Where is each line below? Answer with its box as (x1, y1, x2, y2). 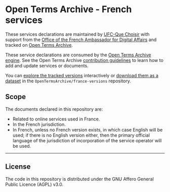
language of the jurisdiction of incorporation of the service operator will (12, 137, 162, 143)
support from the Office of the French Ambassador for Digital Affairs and (5, 37, 157, 43)
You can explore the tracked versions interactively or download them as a (5, 72, 158, 78)
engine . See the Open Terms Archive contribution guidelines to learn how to (5, 57, 163, 63)
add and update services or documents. (5, 62, 89, 69)
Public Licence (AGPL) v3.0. (5, 181, 64, 187)
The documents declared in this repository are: (5, 106, 103, 112)
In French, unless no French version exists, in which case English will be (12, 126, 163, 133)
